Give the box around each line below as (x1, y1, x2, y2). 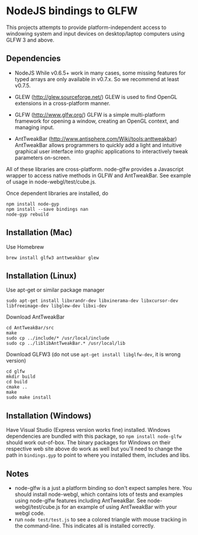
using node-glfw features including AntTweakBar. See (14, 497, 147, 504)
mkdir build (6, 374, 35, 380)
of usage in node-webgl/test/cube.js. (6, 178, 96, 185)
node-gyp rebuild (6, 212, 49, 217)
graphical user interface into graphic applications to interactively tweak (14, 148, 188, 155)
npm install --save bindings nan (6, 206, 89, 212)
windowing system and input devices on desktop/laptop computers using (6, 30, 185, 37)
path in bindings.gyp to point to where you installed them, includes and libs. (6, 451, 190, 459)
